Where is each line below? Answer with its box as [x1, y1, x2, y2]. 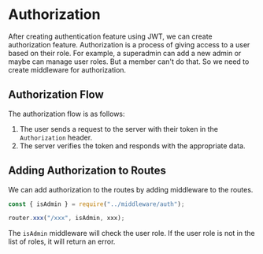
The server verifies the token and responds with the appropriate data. [19, 140, 246, 151]
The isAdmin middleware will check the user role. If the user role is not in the [8, 229, 255, 238]
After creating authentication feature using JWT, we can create [8, 32, 213, 41]
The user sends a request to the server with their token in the [19, 124, 219, 133]
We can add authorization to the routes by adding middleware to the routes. [8, 185, 254, 194]
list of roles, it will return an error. [8, 237, 116, 246]
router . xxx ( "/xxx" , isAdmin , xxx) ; [8, 215, 125, 222]
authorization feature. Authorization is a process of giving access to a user [8, 39, 250, 49]
